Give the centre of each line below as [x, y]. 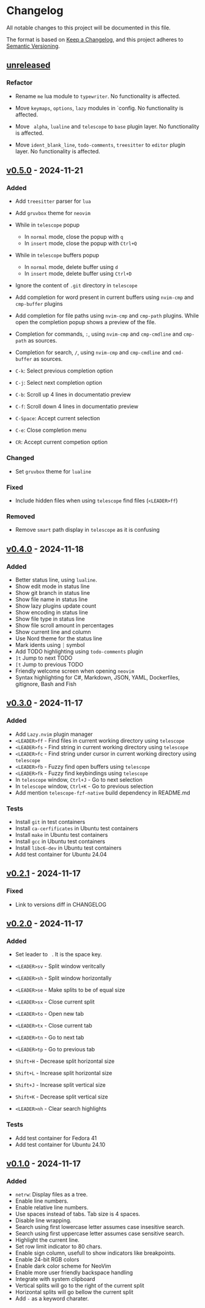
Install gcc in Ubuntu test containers [60, 841]
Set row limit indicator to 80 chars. [58, 1247]
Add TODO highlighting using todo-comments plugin [79, 651]
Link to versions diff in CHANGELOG [61, 904]
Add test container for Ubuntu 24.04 [61, 854]
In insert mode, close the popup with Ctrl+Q [80, 243]
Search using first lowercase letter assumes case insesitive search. [100, 1227]
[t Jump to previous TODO [49, 664]
